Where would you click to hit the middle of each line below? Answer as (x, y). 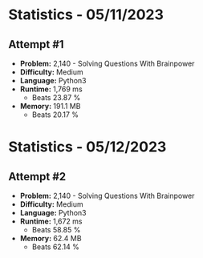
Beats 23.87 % (56, 97)
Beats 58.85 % (56, 230)
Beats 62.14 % (56, 247)
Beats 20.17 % (55, 115)
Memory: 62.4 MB (51, 238)
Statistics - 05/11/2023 (86, 15)
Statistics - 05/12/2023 (87, 147)
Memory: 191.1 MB (50, 106)
